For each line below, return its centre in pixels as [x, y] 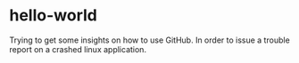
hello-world [54, 16]
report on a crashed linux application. [78, 49]
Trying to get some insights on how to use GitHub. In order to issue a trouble [149, 40]
